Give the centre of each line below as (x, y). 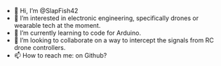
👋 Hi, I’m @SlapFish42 (46, 11)
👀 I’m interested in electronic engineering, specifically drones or (106, 18)
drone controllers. (40, 48)
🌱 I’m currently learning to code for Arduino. (78, 33)
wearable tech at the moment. (57, 25)
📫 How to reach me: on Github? (60, 55)
